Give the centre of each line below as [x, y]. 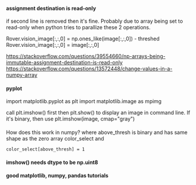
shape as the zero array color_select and [55, 138]
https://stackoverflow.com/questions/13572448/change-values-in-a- [89, 69]
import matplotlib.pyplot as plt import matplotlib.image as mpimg [84, 101]
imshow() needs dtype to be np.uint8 [52, 162]
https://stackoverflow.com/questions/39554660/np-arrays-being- [86, 56]
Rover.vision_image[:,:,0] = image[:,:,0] [53, 45]
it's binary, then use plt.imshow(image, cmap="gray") [71, 119]
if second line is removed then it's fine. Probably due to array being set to [94, 21]
